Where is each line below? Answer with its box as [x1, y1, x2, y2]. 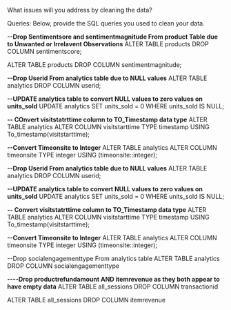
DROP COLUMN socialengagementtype [7, 262, 119, 270]
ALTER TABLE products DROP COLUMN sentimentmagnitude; [7, 61, 182, 68]
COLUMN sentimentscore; [7, 48, 82, 55]
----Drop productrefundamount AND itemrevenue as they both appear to [7, 275, 220, 283]
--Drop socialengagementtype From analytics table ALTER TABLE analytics [7, 255, 220, 262]
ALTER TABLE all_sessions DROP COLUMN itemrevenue [7, 296, 166, 304]
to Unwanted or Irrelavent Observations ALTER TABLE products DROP [7, 40, 209, 48]
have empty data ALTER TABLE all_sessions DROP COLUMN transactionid [7, 282, 219, 291]
